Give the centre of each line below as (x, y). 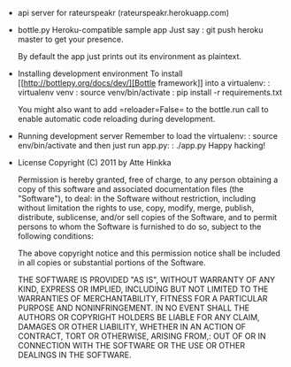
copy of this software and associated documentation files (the (130, 189)
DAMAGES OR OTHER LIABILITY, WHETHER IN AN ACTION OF (131, 327)
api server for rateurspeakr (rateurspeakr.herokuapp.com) (123, 13)
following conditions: (56, 236)
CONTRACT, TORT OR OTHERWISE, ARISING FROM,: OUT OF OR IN (142, 336)
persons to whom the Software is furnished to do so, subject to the (139, 226)
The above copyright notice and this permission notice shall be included (149, 253)
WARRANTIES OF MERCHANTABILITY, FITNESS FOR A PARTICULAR (142, 298)
